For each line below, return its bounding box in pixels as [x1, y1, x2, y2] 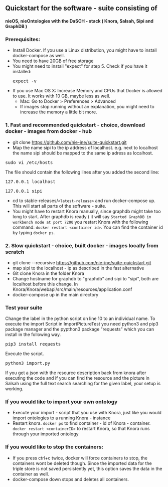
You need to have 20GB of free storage [12, 58, 94, 64]
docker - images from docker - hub [5, 128, 92, 135]
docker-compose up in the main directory [12, 291, 99, 297]
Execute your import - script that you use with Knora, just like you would [12, 410, 162, 416]
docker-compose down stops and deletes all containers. [12, 476, 129, 482]
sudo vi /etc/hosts [5, 159, 53, 165]
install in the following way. [5, 332, 61, 338]
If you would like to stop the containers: [5, 443, 104, 450]
